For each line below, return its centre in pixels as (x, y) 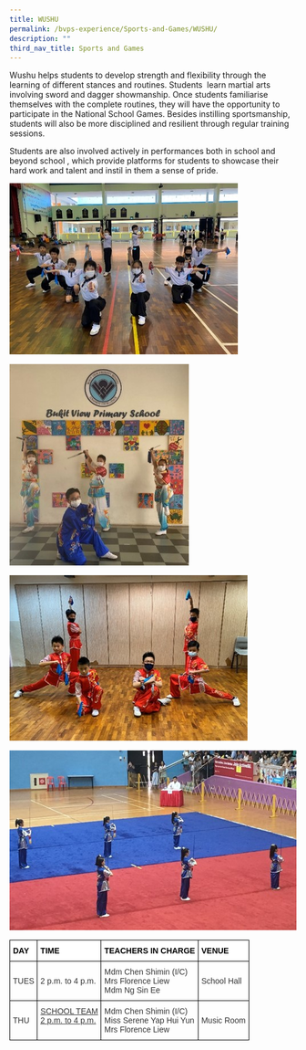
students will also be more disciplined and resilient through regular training (149, 124)
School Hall (221, 981)
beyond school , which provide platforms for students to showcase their (144, 161)
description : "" (40, 38)
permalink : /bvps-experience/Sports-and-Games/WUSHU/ (114, 29)
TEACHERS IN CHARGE (150, 951)
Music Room (223, 1021)
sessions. (27, 133)
